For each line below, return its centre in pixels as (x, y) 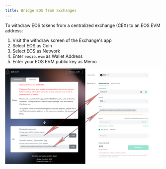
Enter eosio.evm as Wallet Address (47, 56)
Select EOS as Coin (32, 45)
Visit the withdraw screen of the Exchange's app (62, 40)
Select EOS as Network (36, 51)
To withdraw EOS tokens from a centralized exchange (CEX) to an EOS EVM (83, 25)
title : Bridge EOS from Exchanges (41, 10)
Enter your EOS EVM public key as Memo (54, 61)
